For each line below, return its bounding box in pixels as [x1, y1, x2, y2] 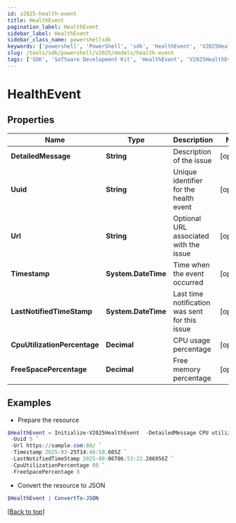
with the [173, 239, 200, 249]
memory [173, 364, 201, 374]
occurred [173, 277, 204, 287]
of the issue [173, 155, 212, 165]
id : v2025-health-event [7, 10, 77, 18]
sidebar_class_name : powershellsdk [7, 37, 112, 44]
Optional [173, 213, 202, 223]
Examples [7, 397, 51, 409]
